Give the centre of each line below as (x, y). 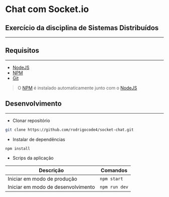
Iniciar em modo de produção (43, 179)
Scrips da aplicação (33, 158)
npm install (18, 149)
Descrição (51, 170)
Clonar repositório (31, 120)
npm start (111, 179)
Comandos (114, 170)
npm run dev (114, 187)
